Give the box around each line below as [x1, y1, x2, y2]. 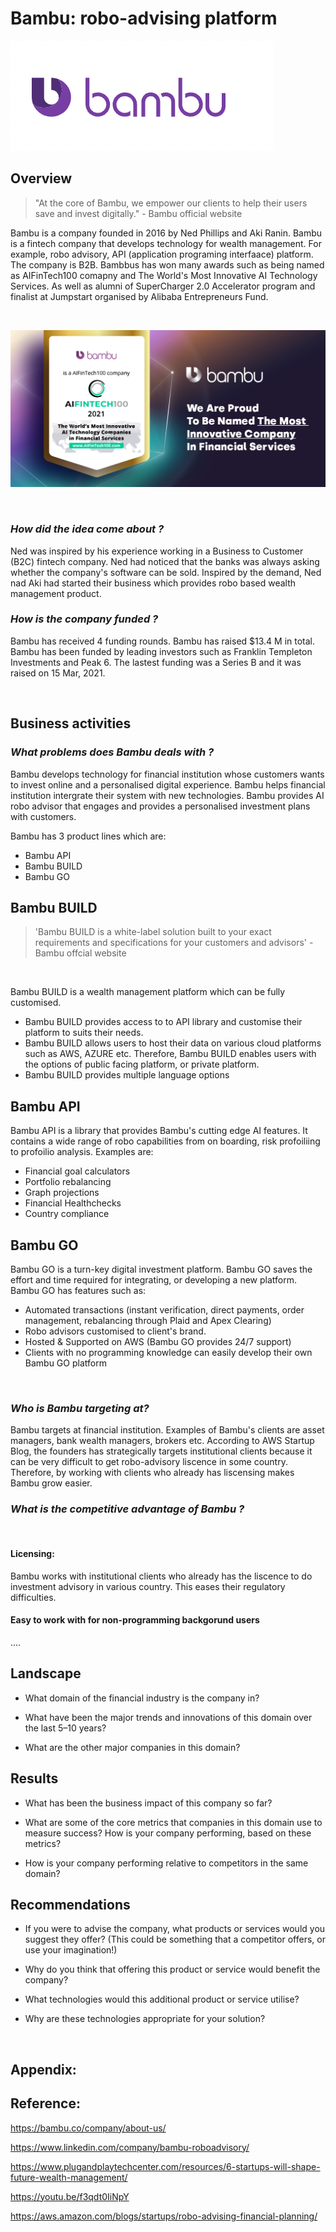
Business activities [10, 715, 132, 732]
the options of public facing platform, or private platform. [24, 1058, 260, 1071]
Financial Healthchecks [24, 1197, 122, 1209]
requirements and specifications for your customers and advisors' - [34, 937, 314, 949]
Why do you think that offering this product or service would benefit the [24, 1963, 321, 1976]
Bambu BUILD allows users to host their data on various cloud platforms [24, 1037, 322, 1049]
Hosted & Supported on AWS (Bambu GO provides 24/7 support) [24, 1335, 292, 1347]
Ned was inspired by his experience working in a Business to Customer [10, 545, 304, 557]
